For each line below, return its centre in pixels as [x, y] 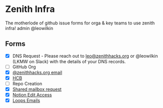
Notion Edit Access [32, 95]
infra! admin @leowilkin [29, 28]
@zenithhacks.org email [37, 72]
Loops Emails [26, 101]
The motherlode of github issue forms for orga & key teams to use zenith [80, 23]
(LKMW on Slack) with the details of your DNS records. [69, 61]
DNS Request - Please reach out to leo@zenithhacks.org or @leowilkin [85, 56]
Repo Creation [27, 84]
